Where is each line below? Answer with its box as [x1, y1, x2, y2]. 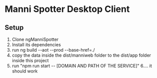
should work [11, 68, 38, 74]
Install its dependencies [11, 42, 61, 48]
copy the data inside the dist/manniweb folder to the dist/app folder [11, 52, 151, 58]
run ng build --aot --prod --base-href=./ [11, 47, 95, 53]
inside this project [11, 58, 49, 63]
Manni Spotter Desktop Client [4, 3, 130, 15]
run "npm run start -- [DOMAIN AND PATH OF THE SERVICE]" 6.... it [11, 63, 152, 69]
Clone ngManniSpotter [11, 36, 58, 42]
